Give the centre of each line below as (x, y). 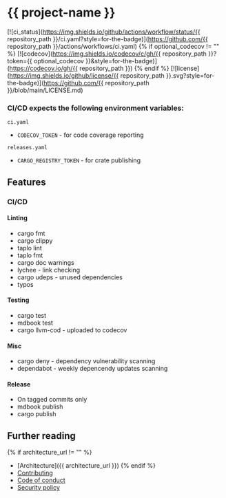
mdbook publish (40, 407)
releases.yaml (28, 148)
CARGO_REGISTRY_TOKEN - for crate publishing (79, 160)
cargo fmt (31, 233)
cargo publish (37, 414)
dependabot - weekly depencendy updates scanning (92, 369)
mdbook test (35, 323)
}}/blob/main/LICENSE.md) (45, 90)
